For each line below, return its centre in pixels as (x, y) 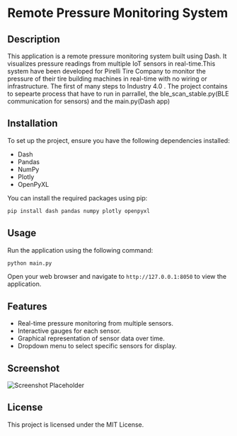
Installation (33, 124)
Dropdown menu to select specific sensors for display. (97, 346)
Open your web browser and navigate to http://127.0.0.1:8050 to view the (117, 277)
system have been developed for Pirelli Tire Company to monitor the (107, 71)
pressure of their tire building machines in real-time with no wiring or (107, 79)
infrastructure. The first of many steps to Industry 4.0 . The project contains (117, 86)
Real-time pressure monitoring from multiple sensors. (95, 323)
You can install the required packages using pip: (77, 198)
